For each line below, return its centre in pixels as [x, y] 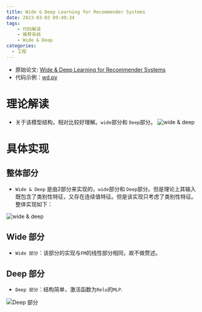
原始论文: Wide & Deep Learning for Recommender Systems [90, 69]
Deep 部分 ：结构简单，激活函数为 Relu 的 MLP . [69, 289]
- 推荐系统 [29, 35]
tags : [13, 23]
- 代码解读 [29, 29]
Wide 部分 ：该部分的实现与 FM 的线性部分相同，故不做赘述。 [88, 252]
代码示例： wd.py [36, 77]
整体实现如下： [34, 204]
